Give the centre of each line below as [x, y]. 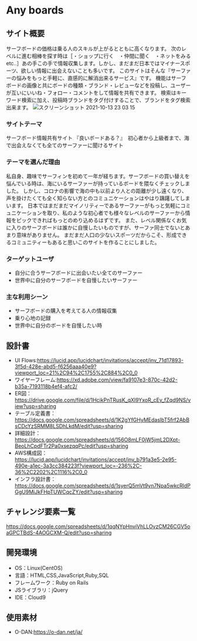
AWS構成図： [31, 453]
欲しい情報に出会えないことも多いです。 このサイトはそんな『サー [101, 71]
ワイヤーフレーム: [36, 380]
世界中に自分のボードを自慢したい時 [58, 325]
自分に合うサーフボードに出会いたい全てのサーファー [79, 273]
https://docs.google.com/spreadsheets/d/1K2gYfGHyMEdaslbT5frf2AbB [102, 420]
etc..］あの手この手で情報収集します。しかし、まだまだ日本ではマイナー [93, 63]
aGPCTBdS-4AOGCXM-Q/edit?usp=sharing [59, 532]
